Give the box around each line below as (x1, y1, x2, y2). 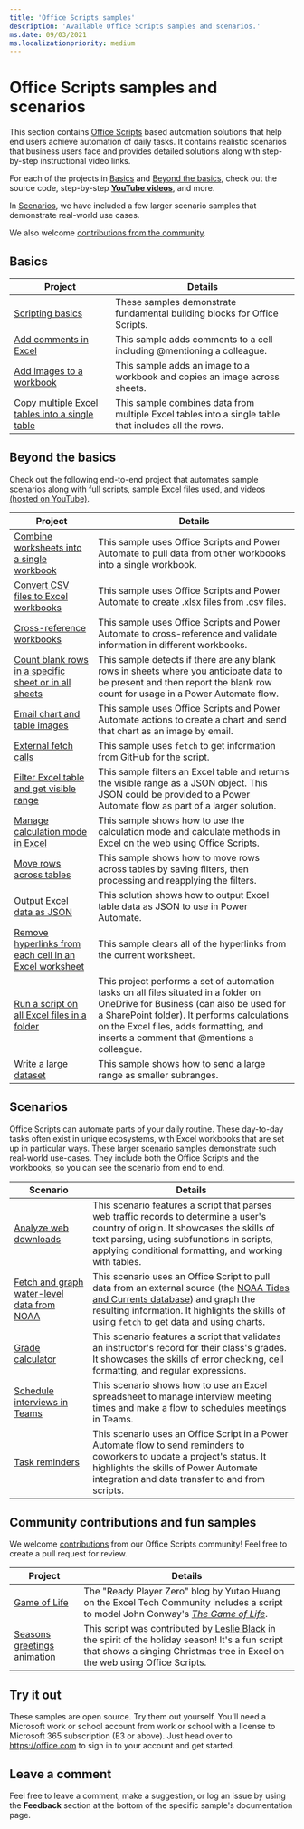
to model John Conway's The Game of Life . (83, 1608, 269, 1621)
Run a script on (14, 997, 79, 1010)
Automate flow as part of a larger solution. (98, 799, 277, 811)
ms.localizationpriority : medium (9, 38, 136, 48)
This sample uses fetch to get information (98, 739, 276, 752)
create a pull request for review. (9, 1548, 128, 1559)
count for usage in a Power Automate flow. (98, 687, 279, 700)
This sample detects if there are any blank (98, 653, 276, 666)
